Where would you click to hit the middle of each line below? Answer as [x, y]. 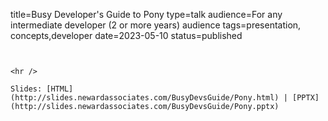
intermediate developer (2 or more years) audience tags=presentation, [156, 25]
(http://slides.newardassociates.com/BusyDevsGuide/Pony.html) [145, 98]
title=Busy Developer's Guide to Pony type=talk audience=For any [146, 14]
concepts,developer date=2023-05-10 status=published [126, 35]
